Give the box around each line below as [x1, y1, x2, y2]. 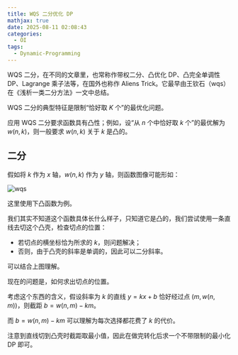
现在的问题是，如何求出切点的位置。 [7, 277, 113, 285]
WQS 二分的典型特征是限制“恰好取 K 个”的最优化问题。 [7, 103, 168, 111]
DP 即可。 [7, 340, 37, 349]
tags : [7, 43, 23, 50]
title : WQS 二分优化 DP [7, 10, 73, 18]
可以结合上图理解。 [7, 262, 64, 271]
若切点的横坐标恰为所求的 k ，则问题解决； [17, 238, 142, 246]
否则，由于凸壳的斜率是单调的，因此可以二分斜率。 [17, 246, 167, 256]
